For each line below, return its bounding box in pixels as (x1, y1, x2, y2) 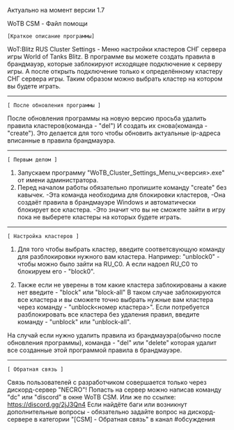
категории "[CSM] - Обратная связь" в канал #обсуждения (39, 415, 216, 423)
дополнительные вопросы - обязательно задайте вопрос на (7, 408, 187, 416)
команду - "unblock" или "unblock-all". (17, 318, 131, 326)
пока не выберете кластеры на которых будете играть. (17, 213, 182, 221)
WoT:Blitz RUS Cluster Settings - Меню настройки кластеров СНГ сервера (7, 45, 226, 53)
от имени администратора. (17, 176, 99, 184)
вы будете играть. (7, 82, 61, 90)
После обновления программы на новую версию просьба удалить (7, 114, 207, 122)
